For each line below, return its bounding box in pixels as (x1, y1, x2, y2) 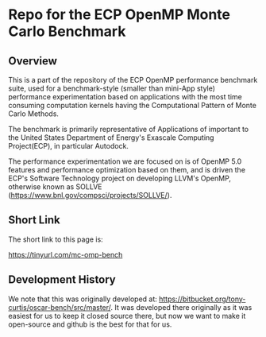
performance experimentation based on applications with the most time (8, 92, 242, 101)
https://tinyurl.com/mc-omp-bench (8, 250, 123, 259)
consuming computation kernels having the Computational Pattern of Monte (8, 101, 256, 110)
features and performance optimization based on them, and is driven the (8, 165, 246, 174)
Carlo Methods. (8, 109, 60, 118)
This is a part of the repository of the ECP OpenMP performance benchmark (8, 76, 258, 84)
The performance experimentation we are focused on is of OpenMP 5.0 (8, 157, 242, 166)
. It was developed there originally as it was (110, 302, 253, 312)
